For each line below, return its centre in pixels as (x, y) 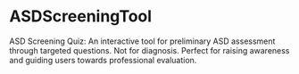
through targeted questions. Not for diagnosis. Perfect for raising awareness (149, 50)
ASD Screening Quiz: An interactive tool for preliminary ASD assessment (142, 41)
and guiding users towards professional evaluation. (103, 60)
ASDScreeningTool (81, 16)
